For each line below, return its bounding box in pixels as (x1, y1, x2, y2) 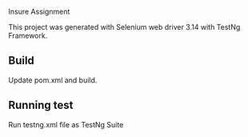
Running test (8, 99, 74, 112)
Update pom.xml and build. (8, 75, 98, 85)
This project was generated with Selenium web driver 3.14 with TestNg (8, 22, 241, 31)
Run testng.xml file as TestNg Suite (8, 119, 124, 129)
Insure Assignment (8, 7, 70, 16)
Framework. (8, 31, 48, 40)
